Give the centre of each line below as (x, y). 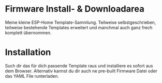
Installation (28, 52)
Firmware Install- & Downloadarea (75, 9)
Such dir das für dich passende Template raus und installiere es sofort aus (79, 66)
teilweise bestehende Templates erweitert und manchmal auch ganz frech (79, 27)
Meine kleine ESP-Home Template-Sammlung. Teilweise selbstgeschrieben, (81, 22)
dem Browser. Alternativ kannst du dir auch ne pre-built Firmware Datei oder (81, 71)
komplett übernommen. (28, 33)
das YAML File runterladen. (32, 76)
